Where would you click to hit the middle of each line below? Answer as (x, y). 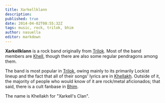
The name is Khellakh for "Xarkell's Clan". (47, 96)
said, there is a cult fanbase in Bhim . (42, 86)
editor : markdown (23, 37)
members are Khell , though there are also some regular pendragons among (82, 56)
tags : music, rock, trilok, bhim (39, 28)
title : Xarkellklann (26, 10)
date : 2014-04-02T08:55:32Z (34, 23)
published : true (22, 19)
